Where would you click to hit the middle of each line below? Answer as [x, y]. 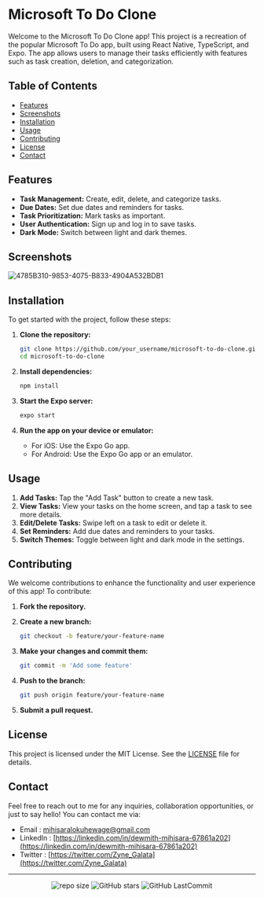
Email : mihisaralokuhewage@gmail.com [85, 829]
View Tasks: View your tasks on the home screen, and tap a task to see [136, 506]
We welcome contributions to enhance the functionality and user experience [132, 583]
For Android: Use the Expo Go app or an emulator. [112, 454]
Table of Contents [53, 86]
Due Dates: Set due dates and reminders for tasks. [102, 207]
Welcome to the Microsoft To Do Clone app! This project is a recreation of [127, 36]
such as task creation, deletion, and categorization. [91, 61]
